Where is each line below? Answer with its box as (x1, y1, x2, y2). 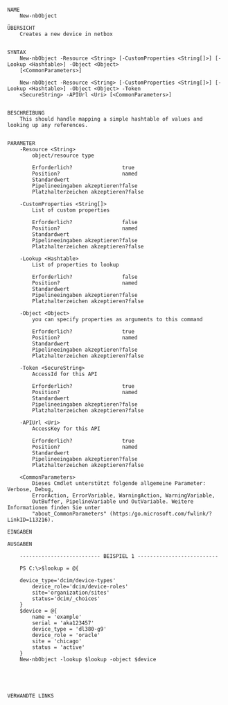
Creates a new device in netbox (19, 31, 113, 37)
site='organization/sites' (32, 589, 110, 596)
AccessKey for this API (32, 425, 100, 432)
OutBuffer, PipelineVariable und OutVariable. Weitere (32, 498, 194, 505)
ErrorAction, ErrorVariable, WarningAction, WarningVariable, (32, 492, 216, 499)
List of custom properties (32, 207, 110, 214)
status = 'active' (32, 644, 85, 651)
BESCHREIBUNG (7, 110, 45, 117)
